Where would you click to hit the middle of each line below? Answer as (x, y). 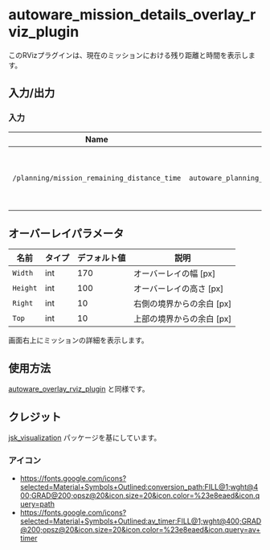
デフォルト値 (102, 258)
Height (25, 288)
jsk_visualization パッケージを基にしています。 (85, 438)
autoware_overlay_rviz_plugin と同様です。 (79, 389)
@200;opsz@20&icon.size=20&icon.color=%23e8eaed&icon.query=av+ (140, 530)
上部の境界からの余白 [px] (183, 319)
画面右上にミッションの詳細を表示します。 (78, 340)
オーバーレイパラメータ (66, 234)
